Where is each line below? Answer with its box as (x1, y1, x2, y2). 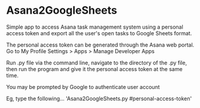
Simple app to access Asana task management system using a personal (6, 23, 184, 30)
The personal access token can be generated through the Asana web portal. (6, 41, 195, 48)
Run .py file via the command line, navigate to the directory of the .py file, (6, 59, 187, 66)
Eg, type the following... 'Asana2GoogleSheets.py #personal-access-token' (6, 95, 192, 102)
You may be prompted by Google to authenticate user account (6, 83, 160, 90)
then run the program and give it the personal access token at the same (6, 65, 183, 72)
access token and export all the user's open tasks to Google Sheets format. (6, 29, 192, 36)
